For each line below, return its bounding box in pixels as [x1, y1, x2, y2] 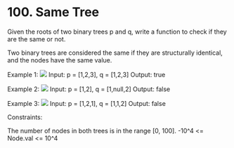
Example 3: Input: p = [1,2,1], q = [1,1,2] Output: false [7, 99, 167, 107]
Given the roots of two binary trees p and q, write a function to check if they [7, 27, 227, 36]
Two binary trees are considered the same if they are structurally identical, [7, 48, 223, 57]
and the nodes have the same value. [7, 55, 112, 64]
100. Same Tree [7, 4, 100, 20]
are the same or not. [7, 34, 66, 43]
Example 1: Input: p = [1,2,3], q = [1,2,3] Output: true [7, 70, 166, 79]
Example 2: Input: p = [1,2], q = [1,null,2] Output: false [7, 85, 171, 93]
